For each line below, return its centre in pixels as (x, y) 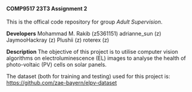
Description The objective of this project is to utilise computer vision (92, 52)
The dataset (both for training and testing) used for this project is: (88, 76)
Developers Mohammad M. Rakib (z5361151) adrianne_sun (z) (84, 34)
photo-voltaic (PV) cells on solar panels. (57, 65)
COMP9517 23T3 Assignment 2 (47, 8)
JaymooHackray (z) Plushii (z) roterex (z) (58, 40)
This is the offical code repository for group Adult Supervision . (84, 22)
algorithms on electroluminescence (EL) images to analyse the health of (96, 58)
